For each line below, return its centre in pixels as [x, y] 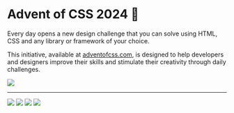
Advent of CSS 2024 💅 [73, 14]
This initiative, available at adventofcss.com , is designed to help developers [116, 54]
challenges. [24, 69]
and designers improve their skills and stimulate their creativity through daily [117, 61]
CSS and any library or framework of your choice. [78, 40]
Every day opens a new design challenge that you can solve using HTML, [112, 33]
